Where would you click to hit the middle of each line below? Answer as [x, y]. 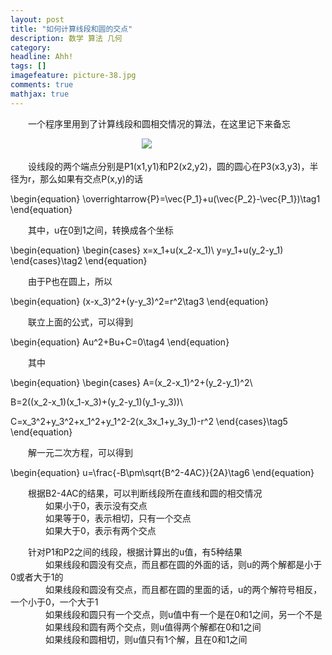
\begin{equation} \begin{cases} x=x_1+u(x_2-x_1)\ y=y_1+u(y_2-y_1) [147, 250]
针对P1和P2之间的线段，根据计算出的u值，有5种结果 [135, 552]
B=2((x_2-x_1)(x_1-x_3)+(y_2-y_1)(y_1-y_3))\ [96, 402]
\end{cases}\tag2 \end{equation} [79, 260]
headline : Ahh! [42, 57]
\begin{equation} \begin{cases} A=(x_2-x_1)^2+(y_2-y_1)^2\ [131, 382]
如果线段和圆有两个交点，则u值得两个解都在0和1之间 [153, 627]
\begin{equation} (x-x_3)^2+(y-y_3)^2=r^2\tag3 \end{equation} [140, 301]
